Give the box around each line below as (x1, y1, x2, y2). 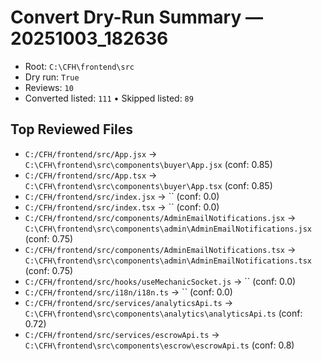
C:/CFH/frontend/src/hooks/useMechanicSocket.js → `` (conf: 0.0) (24, 275, 297, 287)
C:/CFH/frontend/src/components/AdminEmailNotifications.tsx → (24, 243, 297, 255)
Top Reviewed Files (10, 121, 133, 138)
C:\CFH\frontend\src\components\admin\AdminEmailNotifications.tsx (24, 256, 312, 266)
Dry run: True (24, 71, 80, 83)
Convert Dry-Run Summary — (10, 6, 263, 29)
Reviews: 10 (24, 81, 74, 93)
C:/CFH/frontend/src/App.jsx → (24, 147, 158, 160)
